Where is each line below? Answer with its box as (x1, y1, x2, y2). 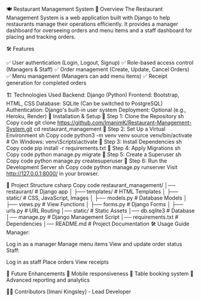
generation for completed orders (6, 79, 87, 86)
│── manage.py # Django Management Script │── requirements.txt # (6, 213, 179, 221)
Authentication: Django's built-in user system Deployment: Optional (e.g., (6, 106, 187, 113)
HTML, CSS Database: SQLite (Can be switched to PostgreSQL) (6, 100, 163, 107)
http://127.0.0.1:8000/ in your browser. (6, 170, 99, 177)
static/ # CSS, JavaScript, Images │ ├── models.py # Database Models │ (6, 194, 187, 201)
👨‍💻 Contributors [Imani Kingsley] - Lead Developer (6, 288, 132, 295)
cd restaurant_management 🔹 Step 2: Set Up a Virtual (33, 125, 166, 133)
